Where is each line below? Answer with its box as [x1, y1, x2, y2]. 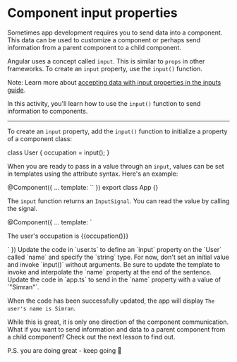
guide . [7, 85, 26, 94]
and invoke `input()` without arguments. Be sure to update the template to [7, 260, 221, 269]
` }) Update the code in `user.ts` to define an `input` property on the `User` [7, 245, 222, 253]
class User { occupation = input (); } [7, 148, 110, 157]
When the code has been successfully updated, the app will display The [7, 296, 215, 305]
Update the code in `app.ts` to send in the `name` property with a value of [7, 275, 221, 284]
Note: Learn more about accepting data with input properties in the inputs [7, 78, 221, 86]
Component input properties [7, 5, 178, 21]
